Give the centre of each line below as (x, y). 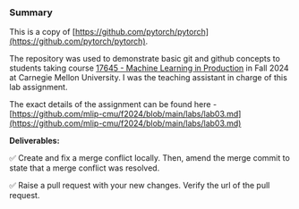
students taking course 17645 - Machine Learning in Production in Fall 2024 (149, 68)
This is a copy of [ (43, 32)
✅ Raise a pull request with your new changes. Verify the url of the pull (140, 186)
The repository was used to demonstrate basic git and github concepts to (145, 59)
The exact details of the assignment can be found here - (113, 104)
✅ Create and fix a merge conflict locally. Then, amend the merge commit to (150, 158)
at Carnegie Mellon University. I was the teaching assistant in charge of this (149, 78)
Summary (31, 13)
